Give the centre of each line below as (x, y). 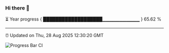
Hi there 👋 (18, 8)
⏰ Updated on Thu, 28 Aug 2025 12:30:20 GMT (55, 35)
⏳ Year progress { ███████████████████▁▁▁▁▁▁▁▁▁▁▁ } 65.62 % (83, 19)
